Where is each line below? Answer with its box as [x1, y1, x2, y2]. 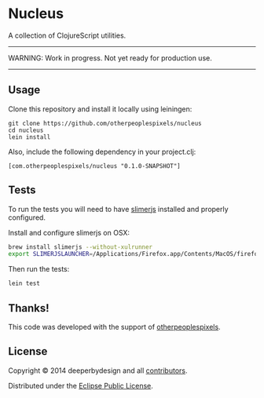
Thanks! [8, 301, 49, 315]
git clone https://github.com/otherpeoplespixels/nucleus [8, 119, 202, 127]
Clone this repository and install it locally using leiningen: [8, 104, 192, 114]
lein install [8, 133, 51, 141]
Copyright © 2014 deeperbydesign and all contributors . [8, 366, 188, 375]
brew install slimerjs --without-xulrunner [8, 243, 153, 251]
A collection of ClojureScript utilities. [8, 31, 126, 40]
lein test [8, 279, 41, 287]
